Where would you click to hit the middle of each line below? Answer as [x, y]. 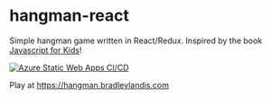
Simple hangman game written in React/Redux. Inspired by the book [136, 40]
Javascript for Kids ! [46, 49]
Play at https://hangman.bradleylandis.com [89, 85]
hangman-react [69, 16]
